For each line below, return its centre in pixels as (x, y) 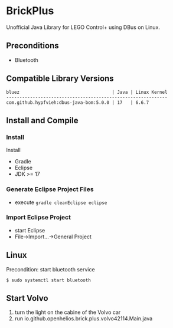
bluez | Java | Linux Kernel (87, 92)
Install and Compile (42, 120)
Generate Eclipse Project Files (50, 189)
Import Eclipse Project (38, 218)
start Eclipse (30, 230)
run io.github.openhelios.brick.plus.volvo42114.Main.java (84, 319)
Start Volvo (27, 298)
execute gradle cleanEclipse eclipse (61, 202)
